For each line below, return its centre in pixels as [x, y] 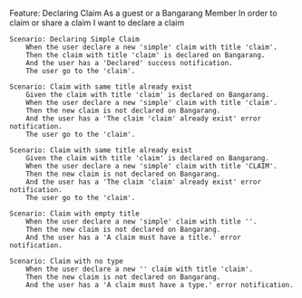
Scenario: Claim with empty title [75, 214]
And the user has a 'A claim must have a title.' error [134, 237]
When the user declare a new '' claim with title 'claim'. [140, 269]
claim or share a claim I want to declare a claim [97, 23]
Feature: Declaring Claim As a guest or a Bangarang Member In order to [144, 13]
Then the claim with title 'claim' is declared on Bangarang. [146, 55]
